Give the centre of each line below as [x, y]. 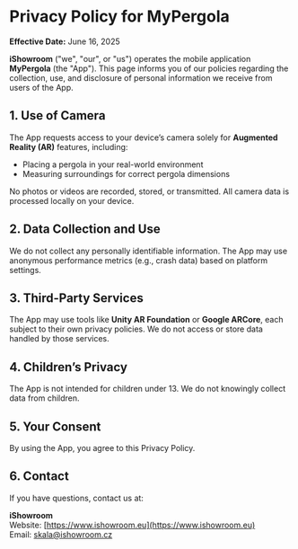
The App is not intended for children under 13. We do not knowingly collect [147, 389]
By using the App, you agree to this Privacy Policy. [102, 448]
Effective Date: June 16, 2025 [65, 41]
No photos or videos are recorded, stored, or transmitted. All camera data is [149, 191]
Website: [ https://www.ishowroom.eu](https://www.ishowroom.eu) [132, 525]
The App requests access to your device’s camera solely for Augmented [144, 137]
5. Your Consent [55, 426]
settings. [26, 270]
